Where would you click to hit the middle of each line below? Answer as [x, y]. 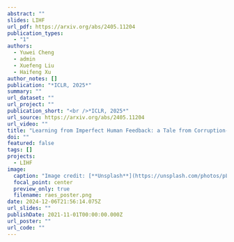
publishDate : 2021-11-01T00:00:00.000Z [65, 215]
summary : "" [24, 91]
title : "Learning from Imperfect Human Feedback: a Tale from [99, 130]
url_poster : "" [29, 221]
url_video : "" [28, 124]
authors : [20, 46]
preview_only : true [42, 189]
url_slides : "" [29, 209]
